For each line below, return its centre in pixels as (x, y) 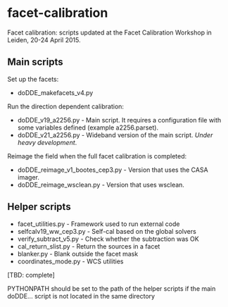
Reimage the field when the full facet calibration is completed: (97, 156)
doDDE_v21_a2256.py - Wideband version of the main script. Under (115, 134)
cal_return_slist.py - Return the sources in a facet (89, 246)
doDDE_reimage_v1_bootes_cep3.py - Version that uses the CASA (113, 170)
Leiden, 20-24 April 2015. (44, 39)
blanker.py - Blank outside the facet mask (78, 253)
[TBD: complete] (31, 275)
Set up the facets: (33, 79)
